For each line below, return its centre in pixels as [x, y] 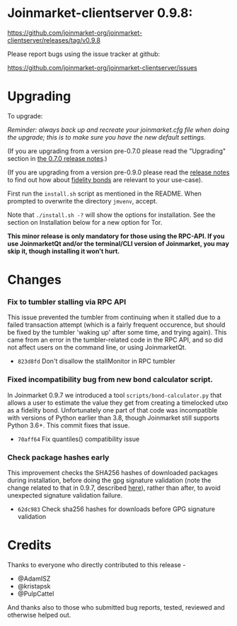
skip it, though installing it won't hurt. [64, 251]
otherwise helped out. [39, 615]
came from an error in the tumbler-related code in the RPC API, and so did [115, 340]
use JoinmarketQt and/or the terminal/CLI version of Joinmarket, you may [118, 243]
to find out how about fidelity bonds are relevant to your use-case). [105, 179]
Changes [34, 280]
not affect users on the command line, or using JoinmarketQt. [97, 347]
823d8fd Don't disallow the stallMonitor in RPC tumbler [96, 361]
